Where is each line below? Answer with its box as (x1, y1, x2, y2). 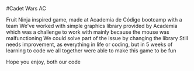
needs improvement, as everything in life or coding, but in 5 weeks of (6, 41, 173, 48)
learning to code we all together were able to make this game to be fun (6, 47, 176, 54)
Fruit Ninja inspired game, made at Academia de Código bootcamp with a (6, 16, 182, 23)
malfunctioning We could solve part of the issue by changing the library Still (6, 35, 189, 41)
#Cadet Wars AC (6, 5, 47, 12)
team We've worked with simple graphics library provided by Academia (6, 23, 178, 29)
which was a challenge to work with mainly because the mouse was (6, 29, 169, 35)
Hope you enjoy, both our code (6, 58, 81, 65)
